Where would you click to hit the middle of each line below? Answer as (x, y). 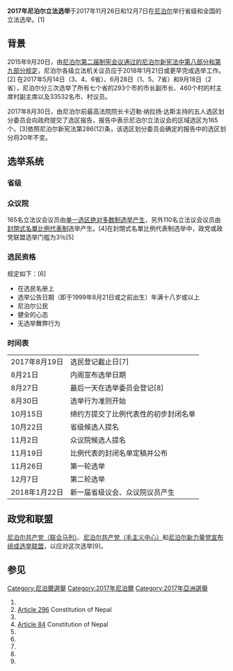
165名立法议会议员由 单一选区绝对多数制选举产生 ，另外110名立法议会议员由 (114, 220)
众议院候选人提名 (98, 440)
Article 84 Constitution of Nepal (63, 624)
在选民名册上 (35, 288)
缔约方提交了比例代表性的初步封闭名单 (133, 414)
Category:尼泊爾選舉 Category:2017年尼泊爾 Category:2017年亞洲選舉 (108, 588)
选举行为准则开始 (98, 401)
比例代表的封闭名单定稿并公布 (119, 453)
